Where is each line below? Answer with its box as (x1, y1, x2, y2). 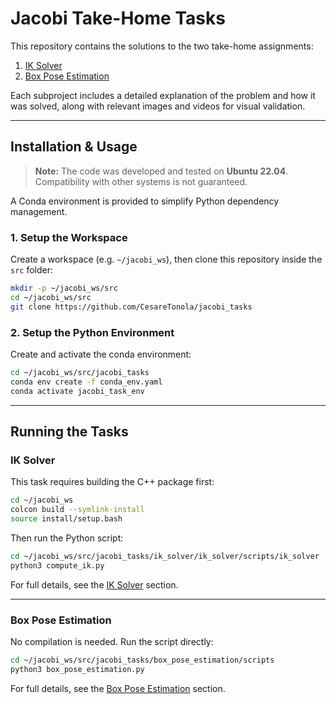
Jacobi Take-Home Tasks (10, 7, 226, 30)
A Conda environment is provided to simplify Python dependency (10, 195, 280, 207)
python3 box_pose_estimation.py (10, 664, 145, 674)
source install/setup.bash (10, 514, 123, 524)
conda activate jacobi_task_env (10, 386, 145, 396)
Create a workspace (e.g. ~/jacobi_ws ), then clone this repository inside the (10, 253, 323, 266)
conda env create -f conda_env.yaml (10, 377, 163, 387)
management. (10, 205, 68, 217)
